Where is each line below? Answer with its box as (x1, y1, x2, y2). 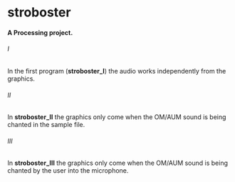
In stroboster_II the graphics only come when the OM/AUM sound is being (7, 113, 226, 121)
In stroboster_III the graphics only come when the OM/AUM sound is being (7, 158, 229, 168)
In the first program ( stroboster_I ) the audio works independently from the (7, 66, 226, 75)
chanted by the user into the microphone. (7, 166, 129, 175)
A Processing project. (7, 28, 73, 36)
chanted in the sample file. (7, 121, 85, 129)
